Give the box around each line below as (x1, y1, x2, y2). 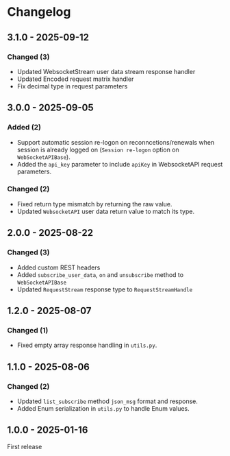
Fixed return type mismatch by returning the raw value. (16, 200, 172, 208)
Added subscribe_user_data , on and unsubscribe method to (16, 270, 183, 278)
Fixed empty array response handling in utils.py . (16, 341, 157, 350)
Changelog (7, 4, 71, 20)
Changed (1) (7, 325, 49, 335)
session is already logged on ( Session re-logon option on (16, 145, 179, 154)
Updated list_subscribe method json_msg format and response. (16, 397, 199, 405)
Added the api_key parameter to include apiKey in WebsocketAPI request (16, 160, 223, 168)
